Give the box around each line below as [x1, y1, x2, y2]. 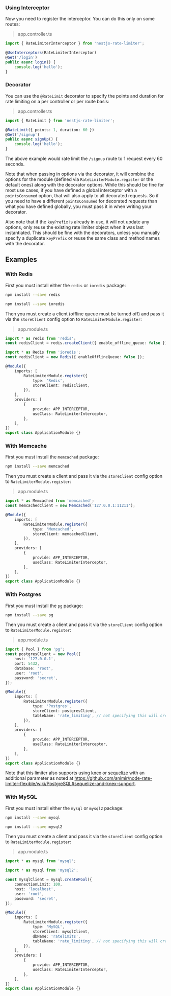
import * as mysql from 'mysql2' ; [5, 868, 79, 873]
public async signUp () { [5, 137, 58, 142]
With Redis [5, 270, 33, 277]
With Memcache [5, 443, 47, 450]
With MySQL [5, 794, 37, 801]
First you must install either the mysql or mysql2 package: [5, 805, 124, 811]
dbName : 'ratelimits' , [32, 934, 81, 939]
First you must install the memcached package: [5, 454, 99, 460]
